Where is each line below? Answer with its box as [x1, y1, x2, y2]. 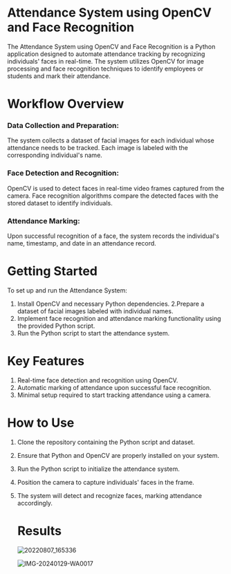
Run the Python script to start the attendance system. [17, 328, 170, 337]
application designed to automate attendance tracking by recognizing [7, 50, 205, 58]
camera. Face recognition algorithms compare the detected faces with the [7, 192, 219, 200]
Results [17, 524, 62, 539]
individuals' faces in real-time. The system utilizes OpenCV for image [7, 57, 204, 65]
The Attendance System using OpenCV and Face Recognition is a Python [7, 42, 216, 50]
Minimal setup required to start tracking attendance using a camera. [17, 391, 211, 399]
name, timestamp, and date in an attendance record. [7, 239, 157, 248]
